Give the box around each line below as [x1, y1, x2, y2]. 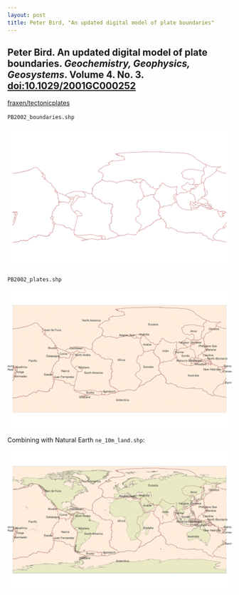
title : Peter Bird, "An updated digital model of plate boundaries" [7, 19, 215, 26]
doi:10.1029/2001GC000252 [7, 79, 137, 92]
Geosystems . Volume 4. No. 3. [7, 68, 144, 81]
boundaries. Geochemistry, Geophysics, [7, 57, 191, 69]
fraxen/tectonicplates [7, 98, 70, 107]
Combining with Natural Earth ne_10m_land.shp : [7, 436, 145, 444]
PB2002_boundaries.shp [7, 114, 75, 121]
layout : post [7, 11, 46, 19]
